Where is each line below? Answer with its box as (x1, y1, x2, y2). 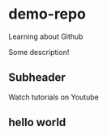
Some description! (8, 47, 70, 57)
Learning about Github (8, 32, 83, 41)
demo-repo (8, 5, 87, 23)
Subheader (8, 70, 66, 85)
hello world (8, 116, 66, 129)
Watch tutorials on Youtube (8, 92, 99, 102)
